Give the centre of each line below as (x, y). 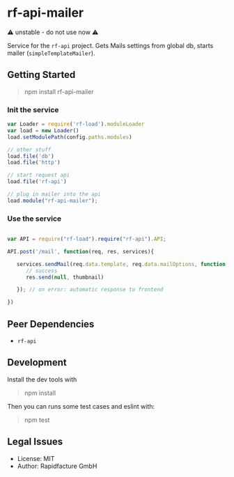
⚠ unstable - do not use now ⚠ (53, 32)
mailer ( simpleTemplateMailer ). (51, 53)
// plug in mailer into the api (54, 194)
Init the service (33, 109)
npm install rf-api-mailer (59, 91)
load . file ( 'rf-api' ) (37, 182)
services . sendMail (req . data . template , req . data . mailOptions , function (121, 264)
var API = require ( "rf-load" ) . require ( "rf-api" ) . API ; (87, 239)
